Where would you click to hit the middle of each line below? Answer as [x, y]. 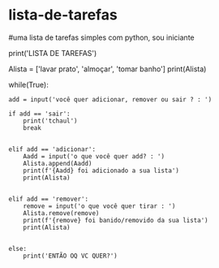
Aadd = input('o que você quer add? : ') [94, 156]
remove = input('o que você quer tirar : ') [99, 206]
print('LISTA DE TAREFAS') [53, 53]
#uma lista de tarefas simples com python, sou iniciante [101, 37]
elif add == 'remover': [49, 199]
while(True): [28, 84]
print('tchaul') [51, 121]
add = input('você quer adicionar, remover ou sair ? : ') [110, 99]
